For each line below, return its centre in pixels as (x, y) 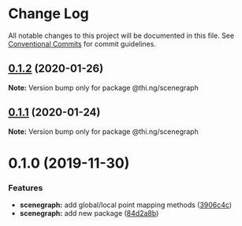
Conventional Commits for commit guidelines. (82, 43)
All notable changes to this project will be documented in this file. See (121, 35)
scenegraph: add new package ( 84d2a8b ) (89, 213)
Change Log (48, 14)
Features (26, 187)
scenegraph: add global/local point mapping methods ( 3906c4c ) (126, 205)
